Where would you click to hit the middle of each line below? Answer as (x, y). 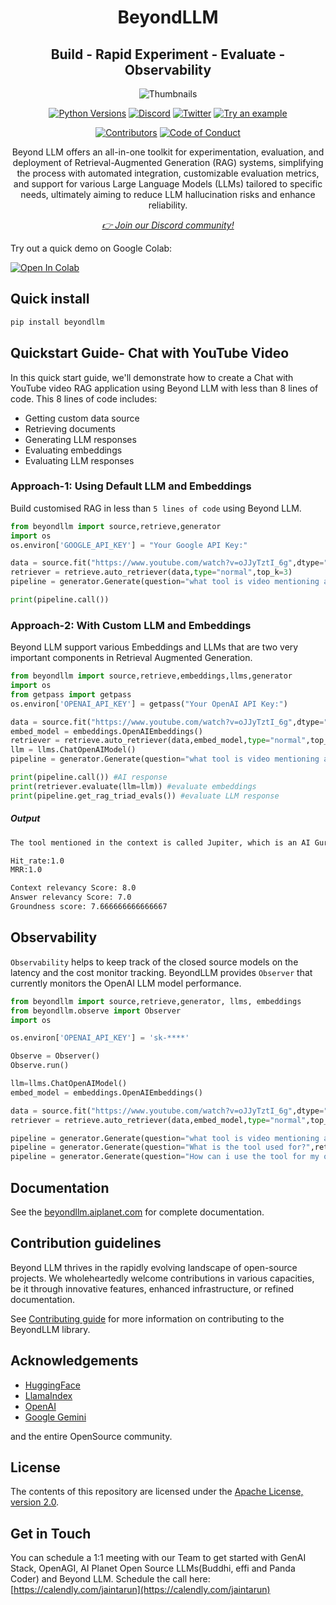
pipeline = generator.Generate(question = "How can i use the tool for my (165, 1157)
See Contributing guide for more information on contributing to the (147, 1318)
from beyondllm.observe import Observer (96, 1011)
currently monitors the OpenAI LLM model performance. (126, 983)
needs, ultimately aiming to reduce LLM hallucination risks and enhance (168, 194)
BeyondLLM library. (50, 1329)
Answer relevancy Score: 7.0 (71, 897)
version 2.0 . (35, 1502)
